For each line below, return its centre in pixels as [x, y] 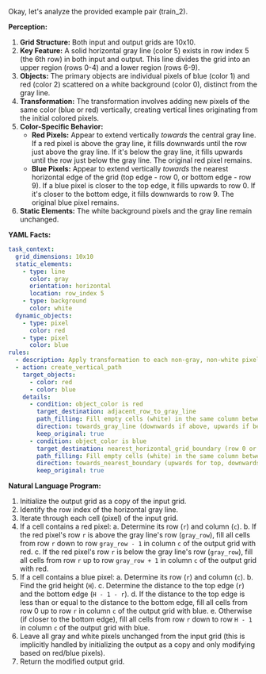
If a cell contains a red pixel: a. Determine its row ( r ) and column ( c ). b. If [138, 526]
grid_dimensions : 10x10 [54, 256]
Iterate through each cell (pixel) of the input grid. [99, 518]
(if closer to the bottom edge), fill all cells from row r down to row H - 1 [136, 619]
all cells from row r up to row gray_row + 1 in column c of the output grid [138, 560]
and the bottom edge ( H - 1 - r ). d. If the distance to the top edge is [132, 594]
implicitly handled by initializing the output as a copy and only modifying [137, 645]
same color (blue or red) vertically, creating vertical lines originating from [139, 110]
